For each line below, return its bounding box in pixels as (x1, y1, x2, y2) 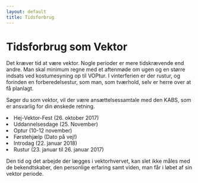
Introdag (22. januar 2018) (14, 139, 77, 147)
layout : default (6, 8, 46, 15)
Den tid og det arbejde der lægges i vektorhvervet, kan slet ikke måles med (6, 157, 190, 165)
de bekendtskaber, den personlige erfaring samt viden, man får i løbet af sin (6, 164, 193, 171)
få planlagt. (6, 85, 34, 92)
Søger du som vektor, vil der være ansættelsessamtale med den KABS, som (6, 97, 191, 104)
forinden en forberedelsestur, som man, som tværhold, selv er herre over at (6, 79, 191, 86)
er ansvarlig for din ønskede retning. (6, 103, 95, 110)
